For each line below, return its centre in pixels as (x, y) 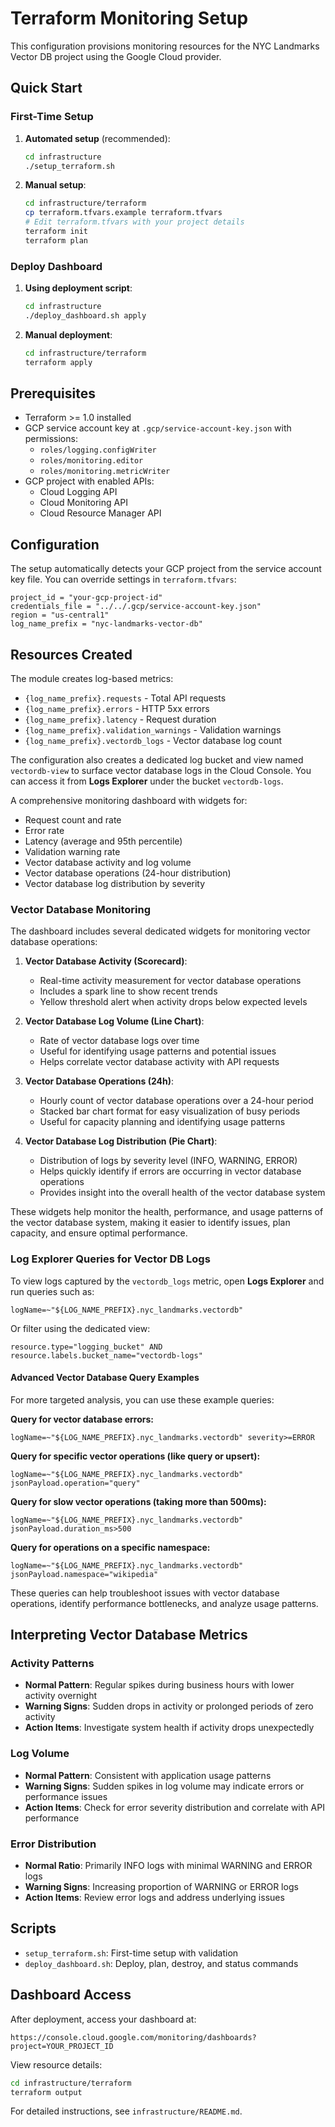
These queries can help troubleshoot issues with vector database (145, 1593)
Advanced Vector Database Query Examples (105, 1378)
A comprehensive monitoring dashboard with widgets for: (129, 800)
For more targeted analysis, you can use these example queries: (142, 1399)
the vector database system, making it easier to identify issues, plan (150, 1223)
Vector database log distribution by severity (115, 883)
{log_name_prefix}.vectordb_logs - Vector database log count (153, 740)
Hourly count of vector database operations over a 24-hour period (176, 1101)
